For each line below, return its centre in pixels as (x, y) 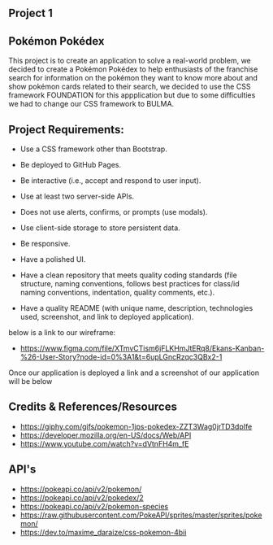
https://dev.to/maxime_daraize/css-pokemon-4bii (103, 532)
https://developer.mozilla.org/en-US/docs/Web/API (106, 435)
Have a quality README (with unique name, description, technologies (136, 308)
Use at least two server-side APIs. (77, 196)
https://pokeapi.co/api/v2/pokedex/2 (82, 497)
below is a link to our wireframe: (62, 333)
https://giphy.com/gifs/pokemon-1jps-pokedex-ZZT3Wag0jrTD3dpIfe (136, 426)
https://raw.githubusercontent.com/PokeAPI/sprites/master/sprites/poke (141, 515)
